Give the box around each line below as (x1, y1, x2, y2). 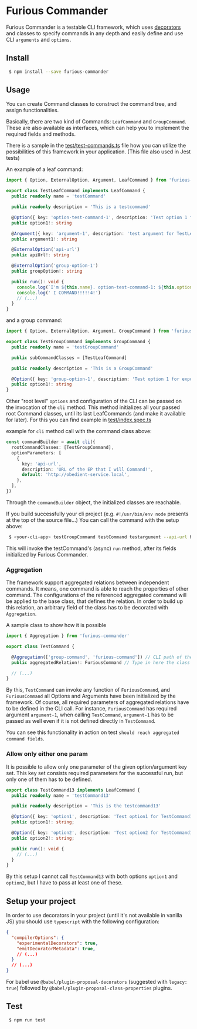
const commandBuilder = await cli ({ (6, 439, 96, 445)
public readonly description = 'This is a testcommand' (11, 204, 151, 210)
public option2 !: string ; (11, 835, 75, 841)
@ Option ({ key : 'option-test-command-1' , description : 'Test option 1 (11, 214, 188, 220)
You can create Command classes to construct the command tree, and (6, 100, 177, 108)
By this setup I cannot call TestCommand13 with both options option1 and (6, 873, 178, 880)
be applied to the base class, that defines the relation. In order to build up (6, 598, 184, 605)
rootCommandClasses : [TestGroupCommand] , (11, 445, 114, 451)
